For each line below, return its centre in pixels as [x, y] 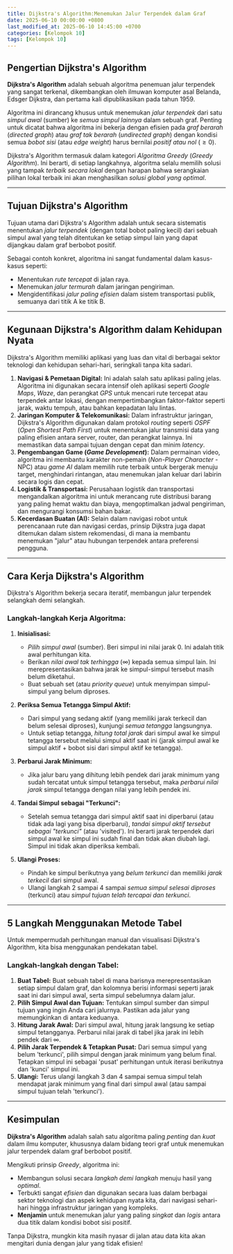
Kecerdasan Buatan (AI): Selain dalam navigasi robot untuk [102, 518]
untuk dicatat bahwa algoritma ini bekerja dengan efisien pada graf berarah [115, 127]
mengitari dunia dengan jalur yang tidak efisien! [75, 1243]
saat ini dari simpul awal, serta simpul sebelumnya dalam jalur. [106, 995]
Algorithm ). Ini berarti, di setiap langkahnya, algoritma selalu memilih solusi [114, 163]
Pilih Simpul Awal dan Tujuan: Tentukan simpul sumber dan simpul [113, 1003]
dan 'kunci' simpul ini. [48, 1069]
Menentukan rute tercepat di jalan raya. [74, 279]
